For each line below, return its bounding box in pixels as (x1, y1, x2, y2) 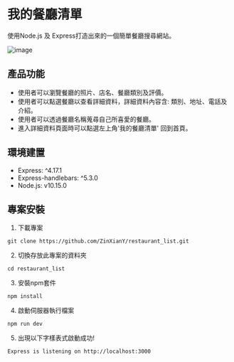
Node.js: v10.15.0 (17, 181, 68, 189)
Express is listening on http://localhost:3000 (7, 348, 151, 356)
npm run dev (7, 321, 43, 328)
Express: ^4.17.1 (17, 166, 63, 174)
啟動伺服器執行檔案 (17, 307, 75, 315)
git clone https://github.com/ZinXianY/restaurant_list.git (7, 238, 190, 245)
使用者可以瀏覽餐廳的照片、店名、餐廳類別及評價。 (17, 88, 168, 97)
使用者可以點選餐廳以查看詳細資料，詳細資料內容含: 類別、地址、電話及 (17, 97, 228, 105)
